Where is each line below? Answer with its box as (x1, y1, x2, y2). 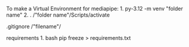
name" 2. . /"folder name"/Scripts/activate (6, 11, 110, 18)
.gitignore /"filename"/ (6, 23, 61, 30)
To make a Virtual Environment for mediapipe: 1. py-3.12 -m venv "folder (6, 5, 184, 12)
